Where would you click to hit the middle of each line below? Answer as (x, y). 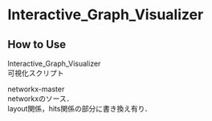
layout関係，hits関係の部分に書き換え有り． (79, 109)
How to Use (37, 44)
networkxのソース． (41, 99)
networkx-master (36, 89)
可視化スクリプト (36, 73)
